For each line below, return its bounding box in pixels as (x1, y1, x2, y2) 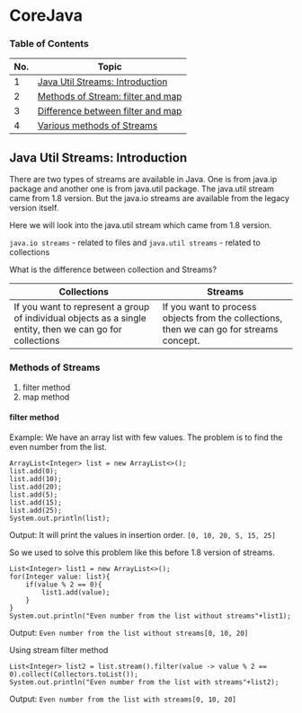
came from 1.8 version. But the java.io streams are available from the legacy (9, 193, 290, 204)
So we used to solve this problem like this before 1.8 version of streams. (9, 547, 276, 558)
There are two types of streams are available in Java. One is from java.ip (9, 174, 278, 185)
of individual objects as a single (13, 312, 147, 324)
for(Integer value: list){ (9, 572, 111, 581)
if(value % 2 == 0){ (25, 580, 102, 589)
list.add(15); (9, 497, 63, 507)
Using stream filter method (9, 644, 109, 656)
